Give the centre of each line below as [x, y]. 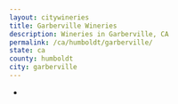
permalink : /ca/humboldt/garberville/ [81, 42]
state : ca [28, 51]
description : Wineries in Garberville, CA [89, 34]
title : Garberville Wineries [63, 26]
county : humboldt [41, 59]
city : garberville [43, 68]
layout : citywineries [49, 17]
